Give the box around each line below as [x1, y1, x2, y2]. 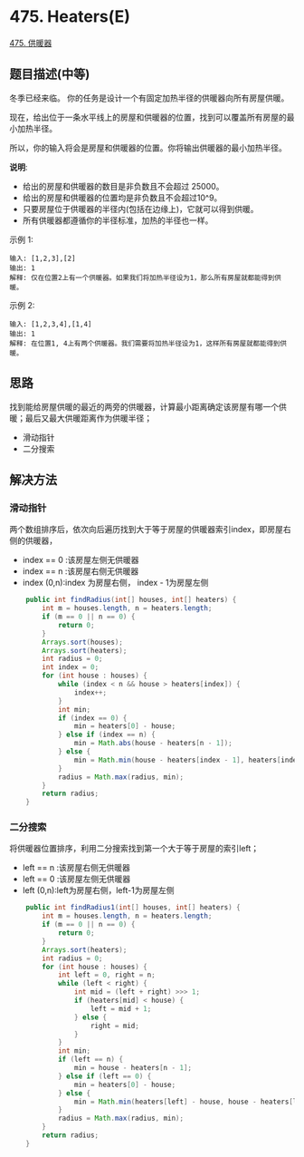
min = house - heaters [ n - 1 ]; [73, 1064, 193, 1073]
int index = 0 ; [42, 663, 100, 672]
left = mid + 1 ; [90, 1004, 152, 1013]
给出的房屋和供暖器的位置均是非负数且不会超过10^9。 [22, 192, 223, 203]
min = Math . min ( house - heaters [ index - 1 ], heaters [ [73, 755, 281, 764]
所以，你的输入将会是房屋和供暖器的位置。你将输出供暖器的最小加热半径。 [9, 142, 287, 153]
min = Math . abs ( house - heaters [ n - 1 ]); [73, 739, 233, 748]
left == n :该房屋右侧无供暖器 [22, 862, 131, 873]
